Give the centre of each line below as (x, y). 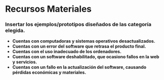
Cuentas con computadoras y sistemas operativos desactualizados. (84, 41)
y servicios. (24, 62)
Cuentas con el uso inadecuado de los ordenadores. (67, 52)
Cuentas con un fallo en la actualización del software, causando (79, 67)
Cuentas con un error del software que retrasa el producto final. (79, 46)
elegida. (15, 30)
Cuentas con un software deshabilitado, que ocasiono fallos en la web (86, 57)
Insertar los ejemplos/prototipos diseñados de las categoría (78, 25)
